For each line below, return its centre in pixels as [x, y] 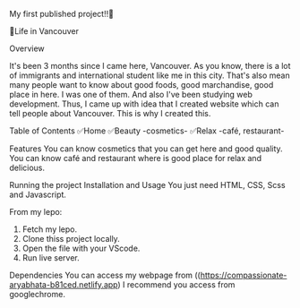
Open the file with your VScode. [81, 248]
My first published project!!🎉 [62, 14]
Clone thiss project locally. [71, 239]
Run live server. [51, 258]
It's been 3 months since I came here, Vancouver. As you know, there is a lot [150, 66]
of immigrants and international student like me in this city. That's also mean [150, 75]
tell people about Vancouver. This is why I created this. [110, 113]
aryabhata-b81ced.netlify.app [64, 285]
